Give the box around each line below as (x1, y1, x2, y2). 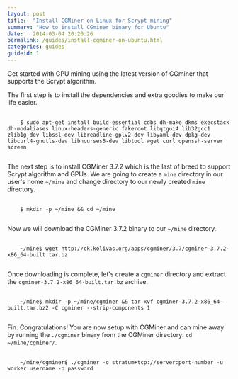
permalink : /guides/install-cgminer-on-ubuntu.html (7, 37, 163, 44)
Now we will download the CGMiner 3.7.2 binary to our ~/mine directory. (7, 224, 217, 232)
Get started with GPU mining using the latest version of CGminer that (7, 69, 208, 78)
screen (7, 143, 27, 151)
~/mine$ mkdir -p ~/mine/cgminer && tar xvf (20, 298, 154, 305)
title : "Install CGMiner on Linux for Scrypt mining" (7, 17, 173, 24)
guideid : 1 (7, 50, 40, 57)
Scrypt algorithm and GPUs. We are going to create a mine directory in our (7, 169, 223, 178)
